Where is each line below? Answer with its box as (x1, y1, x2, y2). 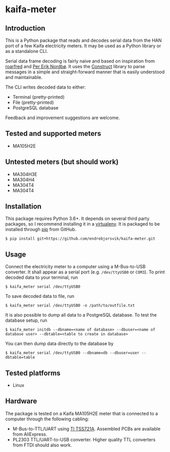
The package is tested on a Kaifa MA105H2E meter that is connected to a (5, 410, 158, 416)
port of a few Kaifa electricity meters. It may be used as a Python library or (5, 43, 161, 49)
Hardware (5, 397, 37, 406)
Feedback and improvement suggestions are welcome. (5, 115, 120, 121)
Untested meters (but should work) (5, 158, 119, 166)
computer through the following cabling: (5, 416, 89, 422)
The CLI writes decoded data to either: (5, 84, 86, 90)
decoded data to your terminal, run (5, 274, 78, 280)
